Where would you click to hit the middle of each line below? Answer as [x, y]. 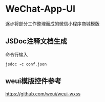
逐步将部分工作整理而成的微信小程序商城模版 [52, 23]
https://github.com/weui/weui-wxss [43, 94]
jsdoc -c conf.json [26, 64]
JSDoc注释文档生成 [36, 41]
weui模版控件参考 [33, 81]
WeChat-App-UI [40, 9]
